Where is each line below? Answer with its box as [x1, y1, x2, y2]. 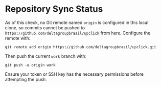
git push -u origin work [5, 63, 56, 67]
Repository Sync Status [5, 3, 103, 15]
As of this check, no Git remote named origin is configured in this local [5, 20, 149, 25]
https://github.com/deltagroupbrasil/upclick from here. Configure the [5, 30, 151, 36]
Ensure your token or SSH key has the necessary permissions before [5, 71, 144, 77]
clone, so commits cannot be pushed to [5, 24, 85, 30]
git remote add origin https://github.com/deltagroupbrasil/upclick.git [5, 44, 157, 49]
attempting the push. [5, 76, 47, 82]
